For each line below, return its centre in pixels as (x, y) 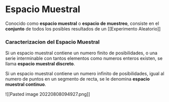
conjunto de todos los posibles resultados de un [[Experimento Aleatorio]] (83, 28)
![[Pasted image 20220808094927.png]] (48, 94)
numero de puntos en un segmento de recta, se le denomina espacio (78, 79)
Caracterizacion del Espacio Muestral (53, 42)
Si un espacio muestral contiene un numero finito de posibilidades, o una (81, 53)
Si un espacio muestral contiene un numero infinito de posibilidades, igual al (85, 74)
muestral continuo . (26, 84)
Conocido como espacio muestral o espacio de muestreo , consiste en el (82, 23)
